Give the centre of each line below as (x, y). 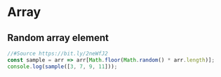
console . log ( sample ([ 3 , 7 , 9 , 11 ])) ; (62, 67)
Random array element (58, 38)
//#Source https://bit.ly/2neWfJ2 (58, 53)
